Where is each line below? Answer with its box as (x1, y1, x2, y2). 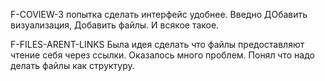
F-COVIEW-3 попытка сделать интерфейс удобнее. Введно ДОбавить (10, 9, 308, 20)
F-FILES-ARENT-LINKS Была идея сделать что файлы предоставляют (10, 39, 305, 50)
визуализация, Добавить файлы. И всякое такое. (10, 19, 220, 31)
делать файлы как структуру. (10, 60, 135, 71)
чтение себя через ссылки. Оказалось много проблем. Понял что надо (10, 49, 315, 61)
